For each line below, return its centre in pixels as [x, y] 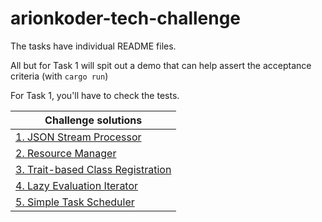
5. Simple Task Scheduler [75, 202]
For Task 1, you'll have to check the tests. [95, 95]
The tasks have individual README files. [93, 46]
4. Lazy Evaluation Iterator [77, 185]
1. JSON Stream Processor [78, 137]
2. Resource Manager [66, 153]
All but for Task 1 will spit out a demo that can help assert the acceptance [161, 65]
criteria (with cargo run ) [59, 76]
